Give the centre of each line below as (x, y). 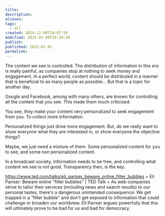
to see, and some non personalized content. (50, 152)
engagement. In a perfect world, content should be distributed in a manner (82, 76)
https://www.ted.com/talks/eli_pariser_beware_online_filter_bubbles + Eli (80, 176)
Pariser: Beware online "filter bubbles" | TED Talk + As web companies (78, 182)
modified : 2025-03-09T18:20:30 (38, 38)
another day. (18, 87)
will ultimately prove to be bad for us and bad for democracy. (68, 208)
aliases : (14, 19)
